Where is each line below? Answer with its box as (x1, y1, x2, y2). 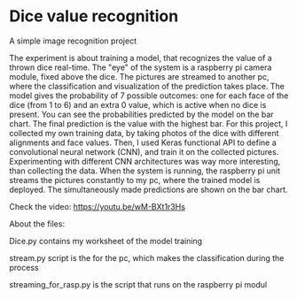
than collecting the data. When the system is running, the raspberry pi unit (9, 165, 281, 176)
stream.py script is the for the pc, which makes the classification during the (9, 252, 285, 263)
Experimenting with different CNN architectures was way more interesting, (9, 156, 281, 166)
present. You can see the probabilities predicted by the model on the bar (9, 109, 274, 119)
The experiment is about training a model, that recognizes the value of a (9, 52, 272, 63)
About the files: (9, 218, 65, 229)
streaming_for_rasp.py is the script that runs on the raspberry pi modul (9, 279, 268, 289)
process (9, 262, 39, 272)
